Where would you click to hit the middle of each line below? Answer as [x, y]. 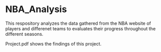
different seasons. [24, 34]
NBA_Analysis [36, 9]
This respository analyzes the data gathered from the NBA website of [78, 23]
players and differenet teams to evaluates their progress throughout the [80, 28]
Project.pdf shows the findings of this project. [53, 43]
